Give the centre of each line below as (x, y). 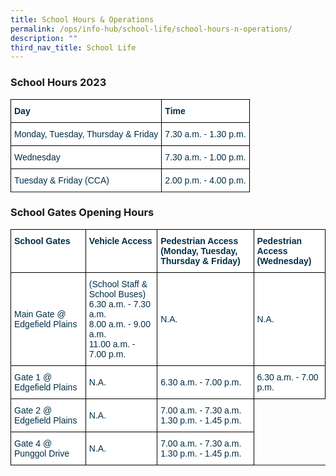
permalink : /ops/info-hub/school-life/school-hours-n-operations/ (151, 29)
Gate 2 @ (33, 410)
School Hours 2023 (58, 83)
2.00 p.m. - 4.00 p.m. (205, 180)
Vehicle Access (120, 240)
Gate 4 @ (33, 443)
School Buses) (117, 294)
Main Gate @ (40, 314)
